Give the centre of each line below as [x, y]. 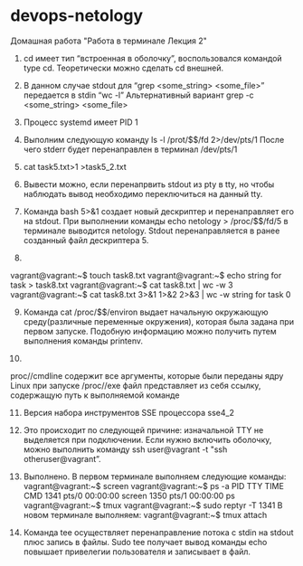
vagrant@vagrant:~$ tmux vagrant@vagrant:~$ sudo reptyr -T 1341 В [153, 505]
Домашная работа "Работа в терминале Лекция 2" [109, 41]
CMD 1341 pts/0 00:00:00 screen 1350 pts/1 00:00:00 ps [129, 495]
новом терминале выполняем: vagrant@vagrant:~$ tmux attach [145, 514]
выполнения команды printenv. [83, 341]
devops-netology [77, 16]
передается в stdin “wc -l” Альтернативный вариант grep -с [138, 95]
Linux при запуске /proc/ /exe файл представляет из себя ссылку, [136, 385]
